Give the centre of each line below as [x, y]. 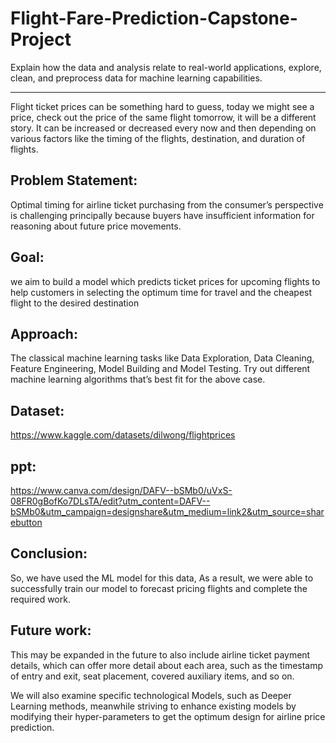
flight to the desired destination [75, 303]
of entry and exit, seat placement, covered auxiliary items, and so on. [152, 676]
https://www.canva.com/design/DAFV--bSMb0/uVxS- [121, 490]
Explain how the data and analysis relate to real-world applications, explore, [166, 67]
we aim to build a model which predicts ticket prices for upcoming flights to [165, 281]
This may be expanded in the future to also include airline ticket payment [160, 654]
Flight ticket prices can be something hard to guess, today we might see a [162, 106]
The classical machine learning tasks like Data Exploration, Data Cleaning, [162, 358]
